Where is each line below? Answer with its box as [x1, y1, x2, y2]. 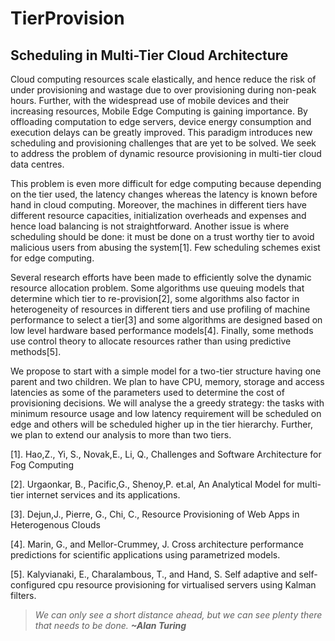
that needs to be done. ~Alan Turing [34, 620, 187, 631]
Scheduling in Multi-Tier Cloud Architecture [10, 47, 289, 64]
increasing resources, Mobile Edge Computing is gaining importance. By [10, 105, 308, 117]
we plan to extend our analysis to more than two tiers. [10, 429, 232, 441]
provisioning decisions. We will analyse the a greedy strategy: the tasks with [10, 397, 325, 409]
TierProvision [10, 7, 125, 30]
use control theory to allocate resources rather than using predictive [10, 335, 292, 347]
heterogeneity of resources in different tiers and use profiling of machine [10, 303, 311, 315]
